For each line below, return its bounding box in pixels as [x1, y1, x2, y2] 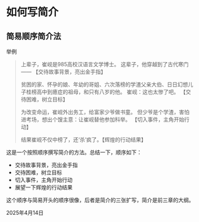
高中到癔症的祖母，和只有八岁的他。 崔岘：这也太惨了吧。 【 [36, 88, 186, 95]
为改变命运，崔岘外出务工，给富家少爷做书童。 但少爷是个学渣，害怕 [20, 109, 189, 115]
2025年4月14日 [6, 209, 43, 216]
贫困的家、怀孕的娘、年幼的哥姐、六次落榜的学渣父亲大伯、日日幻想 [20, 81, 188, 88]
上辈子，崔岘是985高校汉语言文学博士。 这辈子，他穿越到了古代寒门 [20, 61, 189, 67]
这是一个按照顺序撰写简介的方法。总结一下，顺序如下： [6, 149, 142, 156]
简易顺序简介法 [6, 31, 61, 41]
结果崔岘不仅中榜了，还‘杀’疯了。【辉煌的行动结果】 [20, 136, 147, 143]
